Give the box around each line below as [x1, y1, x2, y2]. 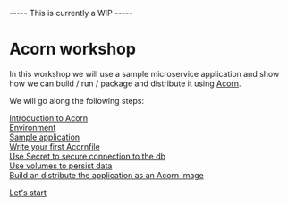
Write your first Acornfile [9, 141, 100, 151]
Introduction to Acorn [9, 112, 89, 124]
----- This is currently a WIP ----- [9, 8, 133, 18]
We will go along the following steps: [9, 95, 145, 106]
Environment [9, 122, 56, 133]
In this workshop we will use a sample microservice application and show [9, 68, 280, 79]
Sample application [9, 132, 80, 142]
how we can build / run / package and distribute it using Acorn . [9, 78, 241, 89]
